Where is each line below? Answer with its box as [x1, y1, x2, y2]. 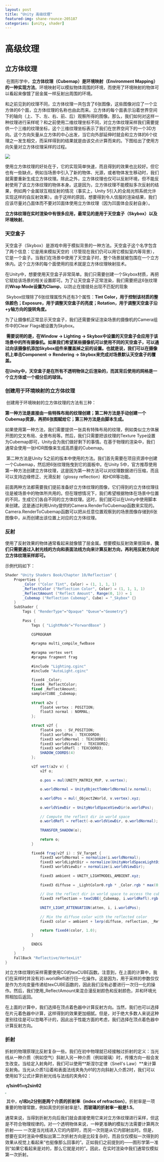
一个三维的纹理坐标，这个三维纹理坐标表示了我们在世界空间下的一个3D [9, 125, 152, 131]
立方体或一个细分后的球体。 [9, 374, 65, 380]
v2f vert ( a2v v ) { [31, 764, 69, 769]
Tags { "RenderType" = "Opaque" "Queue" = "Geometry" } [22, 609, 128, 614]
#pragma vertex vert [31, 650, 73, 655]
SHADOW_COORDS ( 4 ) [40, 750, 76, 755]
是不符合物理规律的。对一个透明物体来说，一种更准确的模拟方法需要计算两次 [5, 1121, 159, 1127]
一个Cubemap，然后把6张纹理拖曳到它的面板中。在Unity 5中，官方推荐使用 [5, 461, 157, 467]
